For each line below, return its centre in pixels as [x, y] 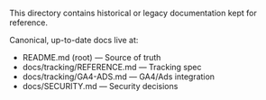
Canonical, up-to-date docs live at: [74, 40]
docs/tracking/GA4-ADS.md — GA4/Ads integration [118, 77]
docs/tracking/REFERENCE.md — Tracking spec [112, 67]
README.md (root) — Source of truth [92, 57]
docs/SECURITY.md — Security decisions [100, 86]
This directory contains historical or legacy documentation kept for [133, 13]
